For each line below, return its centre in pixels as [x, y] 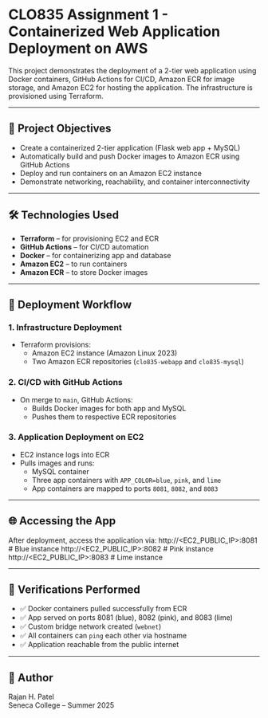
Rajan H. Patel [31, 697]
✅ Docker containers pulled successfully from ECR [103, 609]
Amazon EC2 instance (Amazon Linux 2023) [104, 353]
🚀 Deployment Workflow [70, 304]
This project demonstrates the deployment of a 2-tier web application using [132, 70]
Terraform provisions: [55, 345]
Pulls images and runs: [57, 463]
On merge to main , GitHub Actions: [76, 399]
